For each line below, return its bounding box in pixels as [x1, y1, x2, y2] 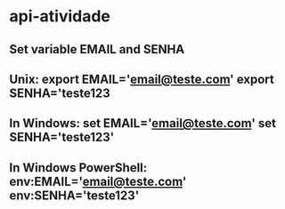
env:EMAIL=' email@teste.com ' [9, 173, 187, 189]
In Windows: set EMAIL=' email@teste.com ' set [9, 116, 276, 131]
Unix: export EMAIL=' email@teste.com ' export [9, 71, 274, 86]
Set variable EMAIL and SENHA [9, 42, 185, 57]
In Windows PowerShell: [9, 160, 148, 175]
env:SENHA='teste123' [9, 188, 140, 203]
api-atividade [9, 6, 111, 27]
